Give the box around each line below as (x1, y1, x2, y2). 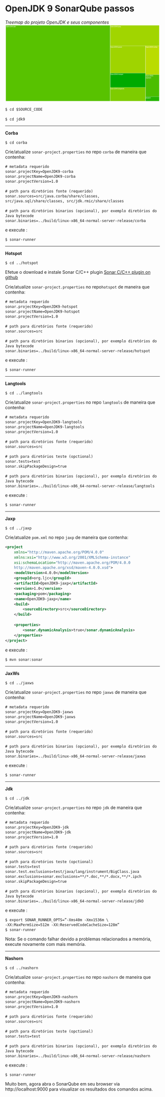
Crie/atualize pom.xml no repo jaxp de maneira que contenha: (5, 534, 129, 540)
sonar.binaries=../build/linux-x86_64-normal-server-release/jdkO (5, 899, 144, 903)
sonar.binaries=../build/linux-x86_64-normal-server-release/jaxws (5, 754, 146, 759)
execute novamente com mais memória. (5, 941, 86, 947)
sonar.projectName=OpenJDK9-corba (5, 174, 76, 179)
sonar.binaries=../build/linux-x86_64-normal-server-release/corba (5, 218, 146, 223)
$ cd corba (5, 140, 27, 145)
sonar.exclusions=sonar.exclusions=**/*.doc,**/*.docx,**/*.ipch (5, 874, 141, 879)
